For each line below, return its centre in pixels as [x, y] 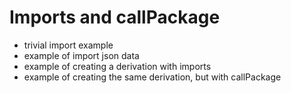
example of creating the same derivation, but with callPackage [152, 77]
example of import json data [81, 55]
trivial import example [68, 45]
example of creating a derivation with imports [117, 66]
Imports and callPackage [115, 17]
